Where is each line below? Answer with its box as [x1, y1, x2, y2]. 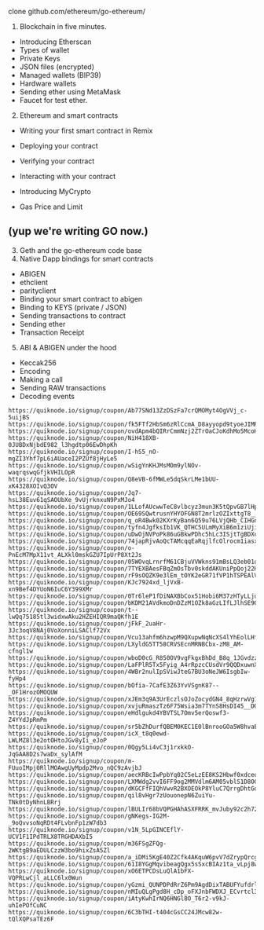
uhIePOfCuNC [8, 901, 47, 910]
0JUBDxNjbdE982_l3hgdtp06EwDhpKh [8, 441, 118, 449]
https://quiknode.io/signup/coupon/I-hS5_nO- [8, 448, 159, 456]
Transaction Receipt [19, 328, 85, 337]
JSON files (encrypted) [19, 62, 95, 71]
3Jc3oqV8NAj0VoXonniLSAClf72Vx [8, 626, 111, 635]
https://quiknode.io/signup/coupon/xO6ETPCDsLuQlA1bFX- [8, 867, 195, 875]
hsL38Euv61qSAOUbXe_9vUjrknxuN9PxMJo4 [8, 496, 135, 503]
